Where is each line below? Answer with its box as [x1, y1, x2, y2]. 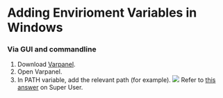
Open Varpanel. [17, 67, 63, 76]
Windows [7, 19, 63, 35]
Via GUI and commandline [7, 44, 97, 54]
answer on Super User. [17, 83, 83, 92]
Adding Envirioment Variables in [7, 5, 197, 21]
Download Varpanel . [17, 60, 76, 69]
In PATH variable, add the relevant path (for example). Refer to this [17, 76, 216, 84]
